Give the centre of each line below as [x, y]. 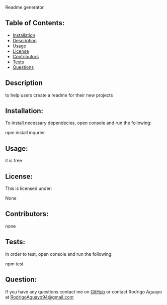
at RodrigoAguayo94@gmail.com [39, 297]
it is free [14, 161]
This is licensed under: [29, 188]
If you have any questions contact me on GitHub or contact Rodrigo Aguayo [84, 291]
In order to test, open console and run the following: [59, 254]
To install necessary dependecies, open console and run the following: [78, 123]
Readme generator [25, 7]
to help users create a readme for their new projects [59, 95]
